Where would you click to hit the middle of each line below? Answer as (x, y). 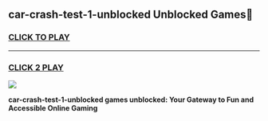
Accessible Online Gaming (53, 107)
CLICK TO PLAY (39, 37)
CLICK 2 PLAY (36, 67)
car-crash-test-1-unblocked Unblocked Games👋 (131, 15)
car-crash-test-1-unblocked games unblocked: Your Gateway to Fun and (131, 100)
